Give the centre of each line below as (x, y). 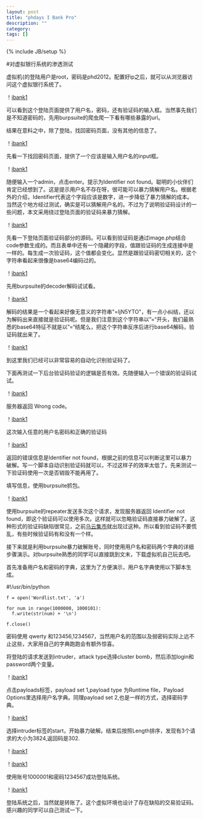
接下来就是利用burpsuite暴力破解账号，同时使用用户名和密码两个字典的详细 (100, 547)
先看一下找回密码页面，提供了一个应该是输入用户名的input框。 (84, 156)
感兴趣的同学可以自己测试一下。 (46, 810)
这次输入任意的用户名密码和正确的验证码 (56, 432)
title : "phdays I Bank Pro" (42, 18)
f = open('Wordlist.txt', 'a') (46, 598)
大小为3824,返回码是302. (48, 739)
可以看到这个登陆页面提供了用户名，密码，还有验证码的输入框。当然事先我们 (101, 110)
